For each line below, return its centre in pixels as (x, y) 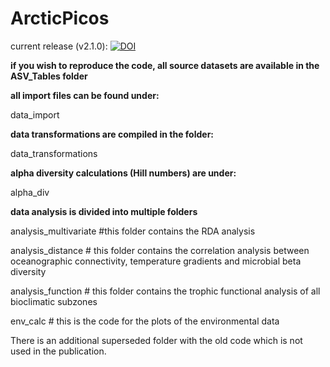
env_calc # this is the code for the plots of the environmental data (145, 321)
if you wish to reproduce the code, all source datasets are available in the (165, 65)
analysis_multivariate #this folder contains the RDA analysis (133, 231)
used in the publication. (58, 351)
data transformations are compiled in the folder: (112, 134)
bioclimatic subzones (54, 301)
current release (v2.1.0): (59, 46)
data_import (35, 114)
